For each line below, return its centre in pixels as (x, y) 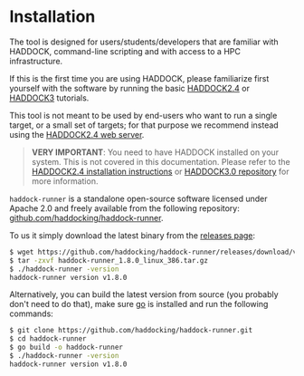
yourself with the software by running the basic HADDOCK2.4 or (130, 88)
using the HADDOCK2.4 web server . (77, 134)
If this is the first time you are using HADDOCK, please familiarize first (139, 78)
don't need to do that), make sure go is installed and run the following (139, 304)
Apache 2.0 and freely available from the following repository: (124, 208)
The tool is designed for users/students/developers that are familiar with (144, 42)
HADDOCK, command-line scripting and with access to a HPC (125, 51)
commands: (32, 313)
